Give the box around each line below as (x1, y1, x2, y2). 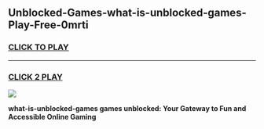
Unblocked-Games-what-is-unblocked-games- (8, 6, 247, 20)
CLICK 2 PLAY (8, 71, 63, 82)
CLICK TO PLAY (8, 42, 69, 53)
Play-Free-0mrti (8, 19, 89, 32)
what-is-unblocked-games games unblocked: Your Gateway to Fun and (8, 103, 247, 113)
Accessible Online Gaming (8, 112, 97, 121)
